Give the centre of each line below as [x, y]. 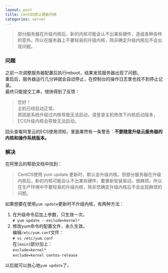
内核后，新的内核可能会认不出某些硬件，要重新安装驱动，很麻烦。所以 [90, 180]
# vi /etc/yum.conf [33, 238]
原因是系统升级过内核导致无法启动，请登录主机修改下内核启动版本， [87, 114]
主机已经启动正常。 [37, 108]
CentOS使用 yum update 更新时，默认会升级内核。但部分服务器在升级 [89, 174]
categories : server [25, 19]
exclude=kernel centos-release [45, 255]
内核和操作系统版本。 [27, 138]
